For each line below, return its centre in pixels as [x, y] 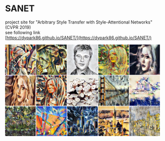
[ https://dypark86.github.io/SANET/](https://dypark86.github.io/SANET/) [78, 38]
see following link [23, 32]
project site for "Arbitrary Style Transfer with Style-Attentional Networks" [79, 22]
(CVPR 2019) [18, 27]
